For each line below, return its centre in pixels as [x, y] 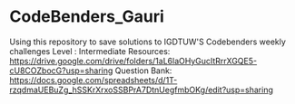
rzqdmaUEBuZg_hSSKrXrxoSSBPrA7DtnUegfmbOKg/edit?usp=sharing [142, 90]
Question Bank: [143, 71]
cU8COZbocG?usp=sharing [61, 71]
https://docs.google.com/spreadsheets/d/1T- [93, 80]
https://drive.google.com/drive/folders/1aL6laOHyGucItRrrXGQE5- [133, 61]
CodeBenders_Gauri [87, 17]
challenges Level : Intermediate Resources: [90, 51]
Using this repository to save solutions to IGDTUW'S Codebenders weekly [147, 42]
